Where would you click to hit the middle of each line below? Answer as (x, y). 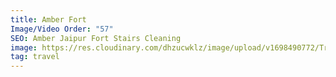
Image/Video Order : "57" (62, 29)
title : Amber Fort (48, 19)
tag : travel (35, 57)
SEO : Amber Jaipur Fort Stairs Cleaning (96, 38)
